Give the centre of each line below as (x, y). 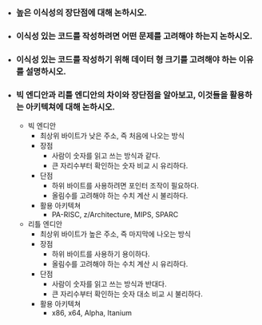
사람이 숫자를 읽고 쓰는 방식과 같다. (106, 156)
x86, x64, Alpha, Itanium (91, 313)
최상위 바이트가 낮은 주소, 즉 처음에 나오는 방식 (112, 136)
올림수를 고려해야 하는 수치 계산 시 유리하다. (120, 264)
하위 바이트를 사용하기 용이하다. (101, 254)
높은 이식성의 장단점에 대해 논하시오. (81, 12)
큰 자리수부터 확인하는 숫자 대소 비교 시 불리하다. (127, 294)
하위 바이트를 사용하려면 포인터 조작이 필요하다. (125, 186)
